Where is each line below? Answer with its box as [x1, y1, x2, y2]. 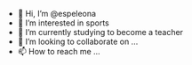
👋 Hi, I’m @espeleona [17, 9, 96, 18]
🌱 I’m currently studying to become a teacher [17, 27, 184, 37]
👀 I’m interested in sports [17, 18, 109, 28]
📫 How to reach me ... [17, 47, 100, 56]
